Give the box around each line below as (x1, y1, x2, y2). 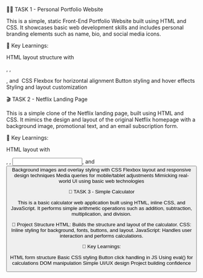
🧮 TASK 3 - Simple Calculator (68, 189, 135, 195)
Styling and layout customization (6, 83, 88, 91)
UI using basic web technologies (72, 178, 144, 184)
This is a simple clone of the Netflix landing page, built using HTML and (6, 109, 184, 117)
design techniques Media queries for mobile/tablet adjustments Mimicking (14, 172, 178, 178)
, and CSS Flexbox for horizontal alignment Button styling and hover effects (6, 77, 195, 84)
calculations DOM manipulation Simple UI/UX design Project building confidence (11, 260, 192, 266)
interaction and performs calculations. (59, 233, 144, 239)
